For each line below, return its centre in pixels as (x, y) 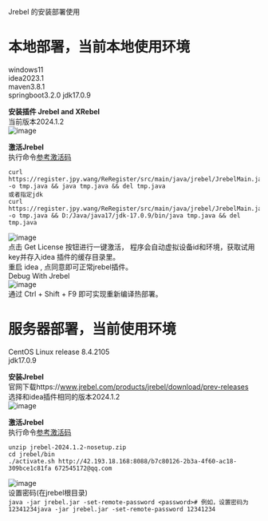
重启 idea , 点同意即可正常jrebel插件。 (71, 267)
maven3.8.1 (27, 86)
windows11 (26, 70)
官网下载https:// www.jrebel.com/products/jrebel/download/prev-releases (128, 387)
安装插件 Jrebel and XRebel (54, 111)
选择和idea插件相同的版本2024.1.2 (64, 396)
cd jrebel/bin (32, 454)
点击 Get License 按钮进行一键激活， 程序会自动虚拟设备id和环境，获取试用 (132, 247)
